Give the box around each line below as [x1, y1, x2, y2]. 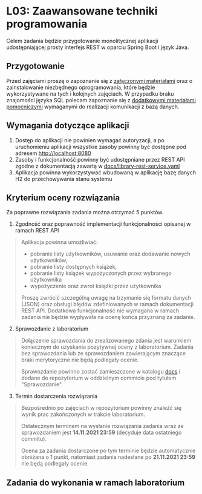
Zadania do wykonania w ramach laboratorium [6, 477, 185, 488]
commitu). [21, 435, 47, 443]
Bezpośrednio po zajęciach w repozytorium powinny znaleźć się [21, 404, 181, 412]
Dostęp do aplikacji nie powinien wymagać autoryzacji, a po [15, 136, 165, 143]
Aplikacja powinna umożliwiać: [21, 239, 98, 246]
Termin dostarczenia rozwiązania [15, 392, 98, 400]
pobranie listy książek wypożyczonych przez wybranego [30, 269, 172, 277]
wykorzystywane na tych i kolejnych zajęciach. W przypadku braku [6, 90, 174, 97]
